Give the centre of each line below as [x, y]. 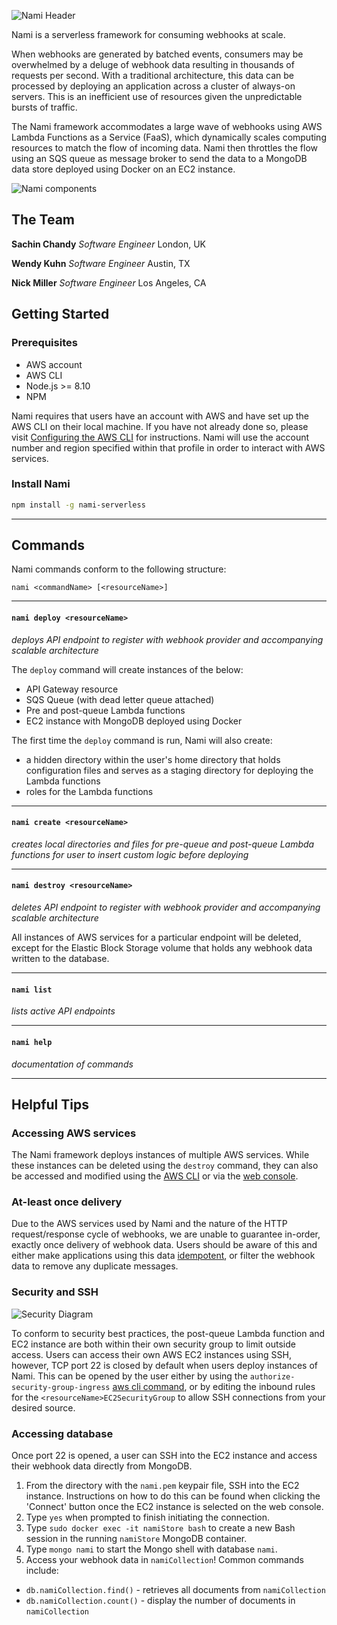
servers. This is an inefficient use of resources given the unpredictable [157, 96]
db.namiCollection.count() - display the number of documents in [160, 1601]
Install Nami [41, 484]
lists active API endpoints [63, 1011]
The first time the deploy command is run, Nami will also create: [142, 740]
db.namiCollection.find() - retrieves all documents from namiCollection [175, 1590]
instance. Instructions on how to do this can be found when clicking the [173, 1496]
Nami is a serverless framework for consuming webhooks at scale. [148, 34]
